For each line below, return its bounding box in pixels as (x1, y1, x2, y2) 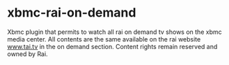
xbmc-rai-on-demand (7, 5, 136, 21)
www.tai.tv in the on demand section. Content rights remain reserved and (7, 42, 218, 50)
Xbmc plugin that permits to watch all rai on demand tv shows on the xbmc (7, 28, 222, 36)
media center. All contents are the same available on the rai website (7, 35, 201, 43)
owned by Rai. (7, 50, 48, 58)
